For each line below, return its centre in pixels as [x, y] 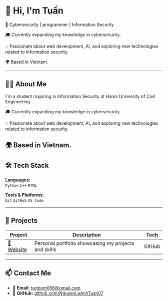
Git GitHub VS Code [24, 200]
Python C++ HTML [21, 185]
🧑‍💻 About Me [26, 84]
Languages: [18, 180]
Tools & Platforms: [24, 195]
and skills [45, 249]
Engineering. [18, 101]
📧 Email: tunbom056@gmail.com [46, 287]
